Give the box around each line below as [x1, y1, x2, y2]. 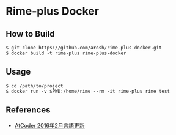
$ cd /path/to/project [5, 82, 64, 89]
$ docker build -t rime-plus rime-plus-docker [5, 50, 127, 56]
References [5, 105, 51, 115]
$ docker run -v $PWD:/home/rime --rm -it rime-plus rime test [5, 88, 170, 94]
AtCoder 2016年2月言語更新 [14, 122, 85, 129]
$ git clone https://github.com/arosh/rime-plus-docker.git [5, 45, 163, 51]
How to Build [5, 29, 56, 39]
